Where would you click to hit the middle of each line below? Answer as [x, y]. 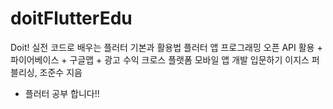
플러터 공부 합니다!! [62, 93]
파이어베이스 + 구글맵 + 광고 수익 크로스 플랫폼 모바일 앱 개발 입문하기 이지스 [160, 59]
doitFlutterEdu [71, 18]
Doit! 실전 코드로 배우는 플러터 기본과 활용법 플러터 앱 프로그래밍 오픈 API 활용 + [166, 47]
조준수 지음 [61, 72]
